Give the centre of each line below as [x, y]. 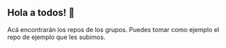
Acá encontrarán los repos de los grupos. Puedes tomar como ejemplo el [113, 29]
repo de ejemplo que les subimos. [56, 37]
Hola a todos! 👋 [41, 13]
